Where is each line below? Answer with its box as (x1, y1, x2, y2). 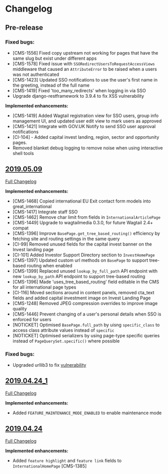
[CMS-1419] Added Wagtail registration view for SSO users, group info (12, 112, 159, 118)
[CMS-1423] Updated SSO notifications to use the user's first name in (12, 76, 158, 83)
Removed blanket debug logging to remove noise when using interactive (12, 145, 163, 151)
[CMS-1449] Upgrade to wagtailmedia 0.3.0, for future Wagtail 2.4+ (12, 219, 153, 225)
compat (12, 225, 29, 231)
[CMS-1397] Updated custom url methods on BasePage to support (12, 257, 148, 263)
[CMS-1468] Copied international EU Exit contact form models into (12, 198, 151, 204)
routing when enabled (27, 262, 73, 268)
